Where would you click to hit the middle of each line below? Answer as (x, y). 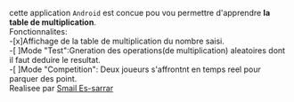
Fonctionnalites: (38, 31)
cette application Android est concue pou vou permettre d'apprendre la (140, 13)
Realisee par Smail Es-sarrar (61, 88)
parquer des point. (43, 78)
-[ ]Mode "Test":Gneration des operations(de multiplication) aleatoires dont (147, 51)
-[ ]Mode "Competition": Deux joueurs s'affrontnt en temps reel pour (135, 69)
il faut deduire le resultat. (55, 60)
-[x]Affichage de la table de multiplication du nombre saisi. (117, 41)
